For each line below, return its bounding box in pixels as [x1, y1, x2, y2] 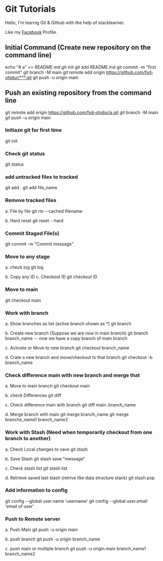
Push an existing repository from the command [5, 89, 152, 97]
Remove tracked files [5, 197, 57, 204]
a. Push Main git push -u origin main [5, 527, 78, 533]
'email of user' [5, 503, 34, 509]
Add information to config [5, 487, 68, 494]
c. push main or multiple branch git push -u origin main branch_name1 [5, 546, 146, 552]
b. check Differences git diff [5, 392, 61, 398]
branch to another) [5, 435, 51, 442]
